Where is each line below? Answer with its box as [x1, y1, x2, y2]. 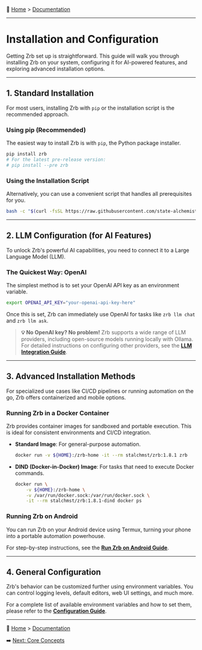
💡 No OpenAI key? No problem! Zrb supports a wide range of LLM [20, 328, 186, 336]
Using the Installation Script [6, 177, 89, 185]
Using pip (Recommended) [6, 125, 86, 134]
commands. [14, 469, 44, 477]
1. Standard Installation [6, 88, 94, 99]
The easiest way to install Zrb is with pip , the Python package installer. [6, 139, 182, 147]
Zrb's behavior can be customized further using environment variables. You [6, 583, 194, 590]
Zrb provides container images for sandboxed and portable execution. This [6, 422, 192, 430]
